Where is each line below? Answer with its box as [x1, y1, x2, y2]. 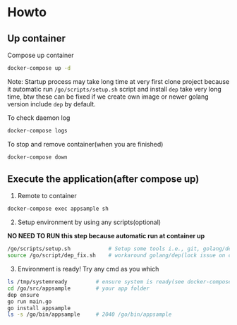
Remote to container [17, 192, 78, 200]
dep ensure [7, 291, 39, 298]
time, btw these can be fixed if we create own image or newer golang [7, 92, 209, 101]
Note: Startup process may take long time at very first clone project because [7, 77, 230, 85]
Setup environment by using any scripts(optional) [17, 218, 161, 226]
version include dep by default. [7, 99, 96, 108]
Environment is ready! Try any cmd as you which [17, 265, 159, 274]
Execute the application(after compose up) [7, 173, 200, 185]
